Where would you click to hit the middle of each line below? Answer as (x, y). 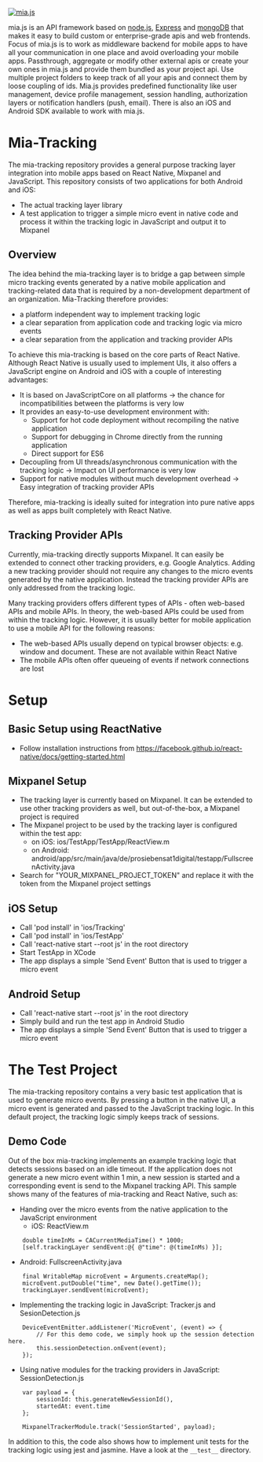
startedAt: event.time (73, 1406)
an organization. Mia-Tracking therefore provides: (88, 298)
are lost (32, 668)
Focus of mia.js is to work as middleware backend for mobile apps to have (128, 44)
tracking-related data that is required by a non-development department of (129, 291)
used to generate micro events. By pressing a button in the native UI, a (122, 1100)
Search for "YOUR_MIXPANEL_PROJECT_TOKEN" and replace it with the (136, 875)
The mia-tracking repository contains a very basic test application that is (126, 1091)
